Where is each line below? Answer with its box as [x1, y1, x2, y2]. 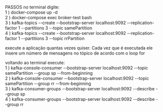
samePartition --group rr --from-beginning [5, 81, 92, 86]
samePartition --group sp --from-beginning [5, 70, 93, 76]
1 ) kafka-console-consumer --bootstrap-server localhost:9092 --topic [5, 65, 148, 71]
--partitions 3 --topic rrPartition [21, 35, 85, 41]
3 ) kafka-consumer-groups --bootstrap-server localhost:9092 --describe [5, 86, 155, 91]
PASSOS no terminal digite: [5, 4, 60, 10]
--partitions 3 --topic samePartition [21, 25, 93, 31]
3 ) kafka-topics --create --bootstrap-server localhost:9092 [5, 20, 126, 26]
